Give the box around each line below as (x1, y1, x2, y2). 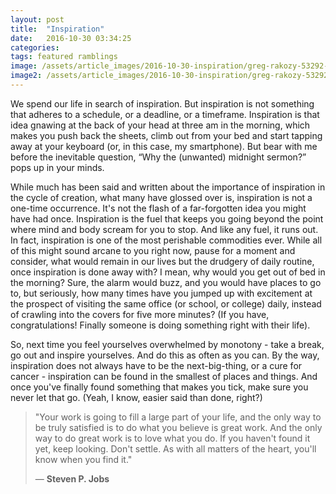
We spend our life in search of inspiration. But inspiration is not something (10, 97, 315, 110)
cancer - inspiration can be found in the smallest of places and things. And (10, 370, 318, 382)
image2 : (10, 71, 43, 81)
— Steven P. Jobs (34, 472, 110, 485)
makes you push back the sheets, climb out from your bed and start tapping (10, 129, 323, 141)
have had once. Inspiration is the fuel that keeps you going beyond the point (10, 212, 324, 225)
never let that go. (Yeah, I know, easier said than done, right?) (10, 391, 263, 403)
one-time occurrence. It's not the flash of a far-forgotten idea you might (10, 202, 307, 214)
